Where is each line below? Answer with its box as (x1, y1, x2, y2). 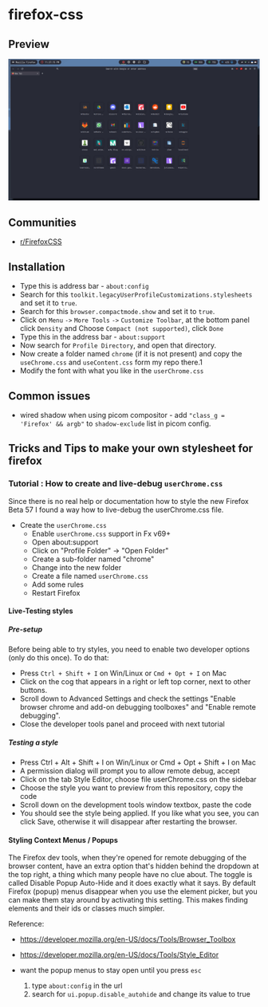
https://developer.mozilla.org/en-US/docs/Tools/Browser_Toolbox (19, 934, 236, 944)
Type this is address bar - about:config (19, 281, 149, 291)
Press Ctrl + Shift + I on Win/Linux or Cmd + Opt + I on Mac (19, 668, 227, 679)
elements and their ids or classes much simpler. (8, 903, 165, 914)
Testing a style (8, 738, 59, 747)
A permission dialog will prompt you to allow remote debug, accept (19, 766, 240, 776)
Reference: (8, 919, 45, 929)
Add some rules (31, 580, 84, 589)
